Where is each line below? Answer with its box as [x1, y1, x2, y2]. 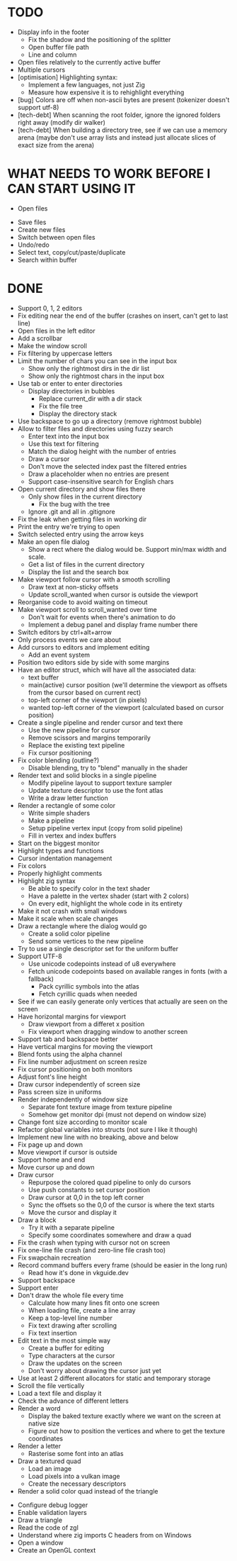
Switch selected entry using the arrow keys [17, 530, 144, 538]
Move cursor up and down [17, 1162, 95, 1171]
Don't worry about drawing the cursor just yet [28, 1366, 161, 1374]
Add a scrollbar [17, 334, 62, 343]
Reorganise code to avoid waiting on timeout [17, 597, 148, 606]
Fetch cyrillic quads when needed [38, 989, 138, 998]
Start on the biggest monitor [17, 838, 100, 848]
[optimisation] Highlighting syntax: [17, 72, 118, 82]
